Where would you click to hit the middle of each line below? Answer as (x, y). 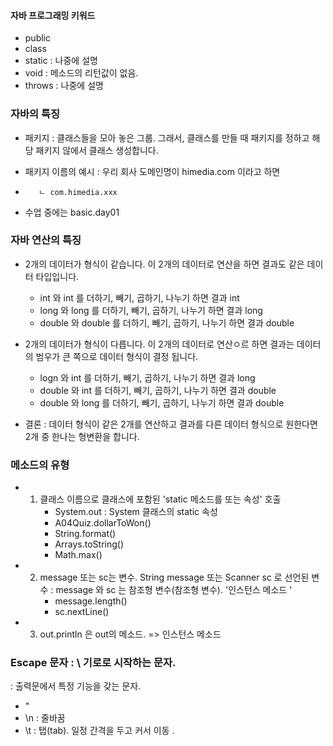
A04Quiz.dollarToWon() (103, 523)
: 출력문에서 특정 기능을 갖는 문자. (76, 686)
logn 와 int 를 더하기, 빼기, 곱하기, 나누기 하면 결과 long (147, 377)
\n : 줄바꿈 (45, 718)
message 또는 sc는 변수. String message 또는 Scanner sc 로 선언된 (174, 577)
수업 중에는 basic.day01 (72, 212)
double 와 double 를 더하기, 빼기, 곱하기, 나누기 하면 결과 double (167, 322)
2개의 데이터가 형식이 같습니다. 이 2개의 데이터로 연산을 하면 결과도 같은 (164, 264)
